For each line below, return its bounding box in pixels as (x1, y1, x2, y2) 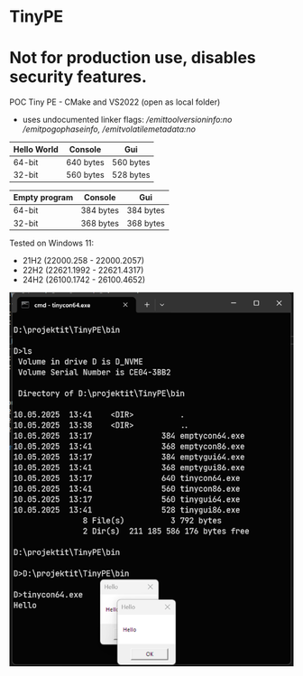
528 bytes (112, 170, 151, 181)
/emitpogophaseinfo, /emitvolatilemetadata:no (22, 124, 197, 134)
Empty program (13, 192, 74, 203)
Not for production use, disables (9, 48, 257, 69)
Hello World (13, 144, 59, 154)
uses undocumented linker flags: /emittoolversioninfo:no (22, 115, 233, 125)
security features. (9, 67, 147, 88)
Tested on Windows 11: (9, 237, 95, 249)
